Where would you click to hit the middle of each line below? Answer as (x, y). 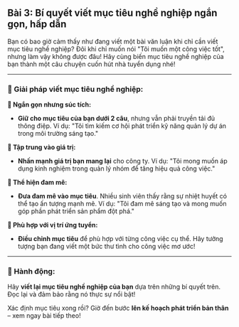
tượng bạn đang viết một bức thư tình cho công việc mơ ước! (106, 247)
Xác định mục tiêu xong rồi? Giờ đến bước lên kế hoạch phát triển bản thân (118, 308)
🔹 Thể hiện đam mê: (37, 183)
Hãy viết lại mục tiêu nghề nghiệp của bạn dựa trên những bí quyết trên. (114, 287)
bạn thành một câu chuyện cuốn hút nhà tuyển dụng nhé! (91, 64)
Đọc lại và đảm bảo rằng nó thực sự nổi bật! (71, 294)
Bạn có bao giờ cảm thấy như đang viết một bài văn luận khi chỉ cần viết (113, 41)
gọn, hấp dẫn (37, 25)
